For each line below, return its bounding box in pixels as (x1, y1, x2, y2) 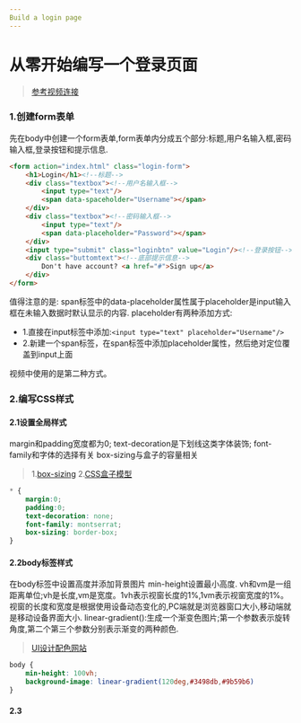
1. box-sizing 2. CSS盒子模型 (30, 469, 133, 480)
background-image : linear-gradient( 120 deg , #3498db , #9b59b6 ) (25, 677, 254, 687)
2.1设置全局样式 (9, 417, 67, 428)
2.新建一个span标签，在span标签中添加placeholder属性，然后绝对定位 (21, 338, 282, 348)
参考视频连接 (30, 86, 79, 97)
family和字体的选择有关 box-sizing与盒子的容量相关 (9, 450, 199, 461)
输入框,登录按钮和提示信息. (9, 144, 109, 154)
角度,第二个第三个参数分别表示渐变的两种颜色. (9, 623, 179, 634)
